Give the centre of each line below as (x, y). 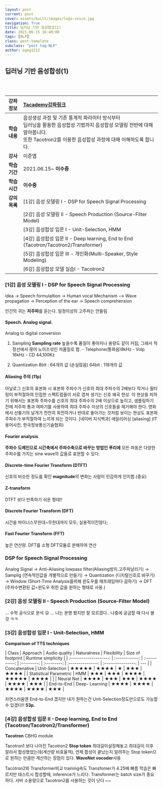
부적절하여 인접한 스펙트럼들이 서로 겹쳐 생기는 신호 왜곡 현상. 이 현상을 (81, 394)
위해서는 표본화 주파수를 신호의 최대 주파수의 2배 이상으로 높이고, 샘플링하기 (82, 401)
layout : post (18, 9)
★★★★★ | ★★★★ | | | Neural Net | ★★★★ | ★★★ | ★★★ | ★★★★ (81, 679)
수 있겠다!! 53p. (20, 705)
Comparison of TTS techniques (37, 643)
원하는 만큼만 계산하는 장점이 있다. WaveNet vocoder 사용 (65, 758)
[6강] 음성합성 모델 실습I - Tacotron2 (64, 269)
